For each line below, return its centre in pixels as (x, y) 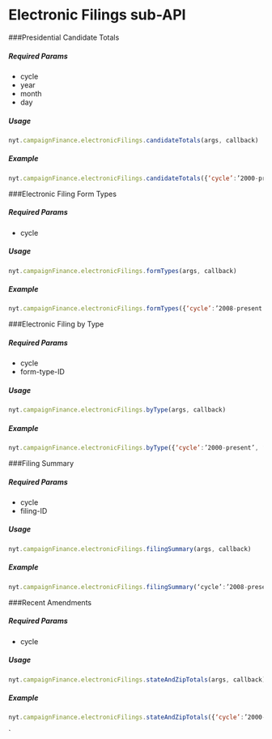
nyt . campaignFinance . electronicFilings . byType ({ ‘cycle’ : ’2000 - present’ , (134, 448)
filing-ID (34, 510)
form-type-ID (42, 372)
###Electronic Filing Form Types (63, 194)
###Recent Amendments (50, 602)
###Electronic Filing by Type (56, 324)
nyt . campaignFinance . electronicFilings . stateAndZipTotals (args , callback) (137, 679)
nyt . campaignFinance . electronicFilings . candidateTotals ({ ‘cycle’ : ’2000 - (134, 178)
